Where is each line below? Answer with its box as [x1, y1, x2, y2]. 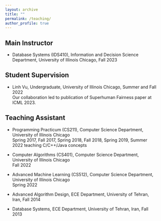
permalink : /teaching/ [5, 16, 51, 21]
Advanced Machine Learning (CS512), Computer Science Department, [12, 171, 154, 177]
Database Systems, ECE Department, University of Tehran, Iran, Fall [12, 206, 149, 212]
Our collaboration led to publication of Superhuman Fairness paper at [12, 94, 152, 100]
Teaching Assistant [5, 114, 65, 122]
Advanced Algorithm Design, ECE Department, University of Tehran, [12, 191, 149, 197]
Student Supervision [5, 71, 69, 80]
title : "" [5, 12, 25, 17]
